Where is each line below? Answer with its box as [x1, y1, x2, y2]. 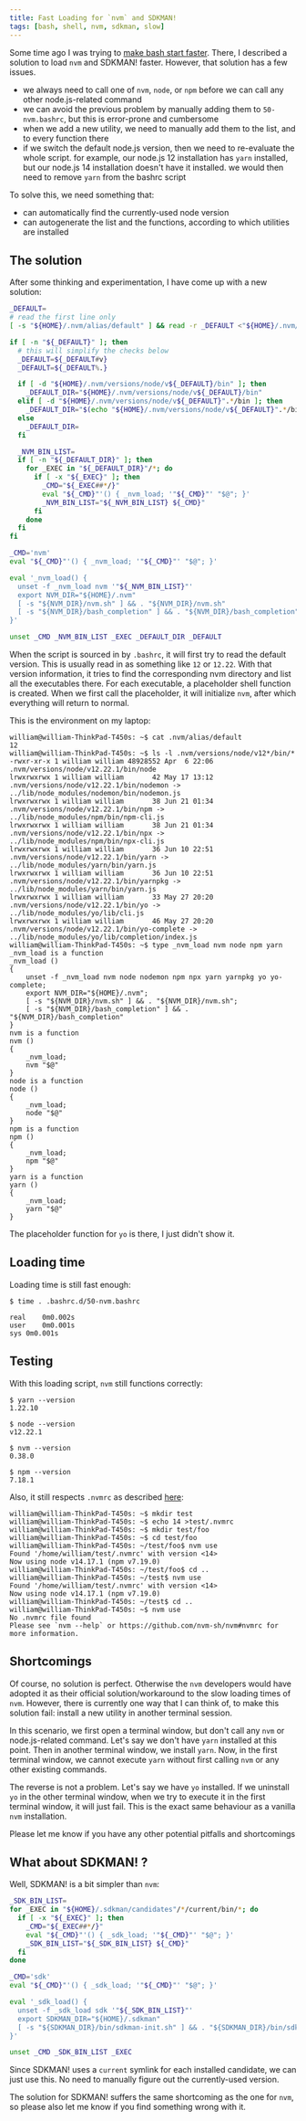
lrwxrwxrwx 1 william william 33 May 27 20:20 [9, 892, 214, 902]
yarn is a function [9, 1173, 84, 1182]
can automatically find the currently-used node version [22, 206, 229, 217]
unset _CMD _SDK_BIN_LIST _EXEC [9, 2048, 132, 2057]
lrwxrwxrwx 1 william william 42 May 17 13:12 [9, 773, 214, 782]
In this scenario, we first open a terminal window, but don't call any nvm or [9, 1725, 285, 1736]
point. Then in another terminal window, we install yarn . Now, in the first [9, 1744, 278, 1755]
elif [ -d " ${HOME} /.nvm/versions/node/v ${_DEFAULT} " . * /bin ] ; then [17, 396, 283, 406]
